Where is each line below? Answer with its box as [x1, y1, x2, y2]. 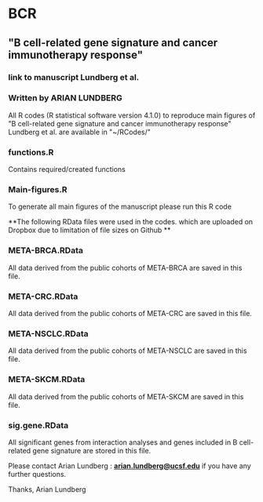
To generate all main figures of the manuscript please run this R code [8, 202, 232, 212]
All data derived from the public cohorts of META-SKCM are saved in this [8, 391, 244, 401]
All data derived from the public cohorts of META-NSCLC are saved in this [8, 346, 247, 355]
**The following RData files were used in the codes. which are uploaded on [8, 217, 254, 227]
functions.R [8, 147, 54, 158]
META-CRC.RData [8, 291, 79, 302]
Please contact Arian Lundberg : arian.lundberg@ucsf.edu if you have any [8, 460, 251, 471]
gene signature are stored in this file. [32, 446, 152, 455]
